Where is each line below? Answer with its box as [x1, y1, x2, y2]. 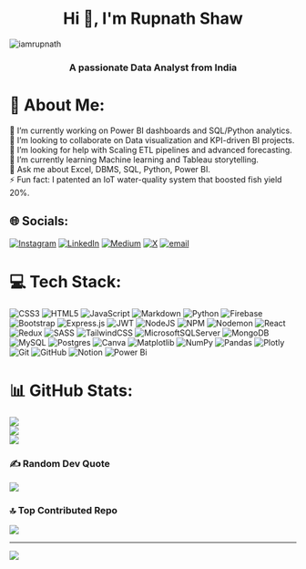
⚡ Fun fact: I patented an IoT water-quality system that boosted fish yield [9, 173, 282, 185]
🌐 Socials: [9, 213, 69, 229]
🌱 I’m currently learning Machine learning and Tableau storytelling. [9, 154, 260, 165]
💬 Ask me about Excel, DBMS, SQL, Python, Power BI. [9, 163, 211, 174]
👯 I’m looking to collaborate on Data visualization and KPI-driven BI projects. [9, 134, 295, 145]
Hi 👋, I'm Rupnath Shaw [63, 8, 243, 29]
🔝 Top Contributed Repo [9, 503, 118, 516]
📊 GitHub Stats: [9, 380, 134, 400]
